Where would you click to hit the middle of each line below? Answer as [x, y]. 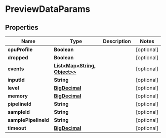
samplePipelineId [28, 120]
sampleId [19, 112]
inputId [16, 80]
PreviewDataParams [48, 9]
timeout [17, 128]
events [16, 69]
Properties [22, 27]
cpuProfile [20, 49]
